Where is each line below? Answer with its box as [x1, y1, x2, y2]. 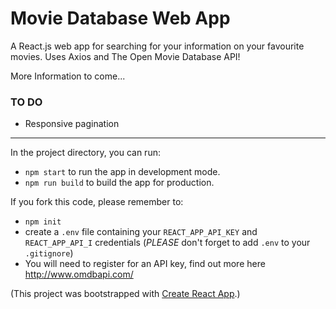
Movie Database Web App [10, 7, 231, 30]
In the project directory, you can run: [10, 147, 161, 159]
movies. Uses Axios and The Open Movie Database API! [10, 50, 241, 62]
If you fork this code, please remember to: [10, 196, 184, 208]
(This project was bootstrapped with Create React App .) [10, 288, 241, 300]
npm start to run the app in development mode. [24, 166, 221, 178]
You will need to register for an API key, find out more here [24, 258, 266, 270]
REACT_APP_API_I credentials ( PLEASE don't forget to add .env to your [24, 237, 311, 249]
